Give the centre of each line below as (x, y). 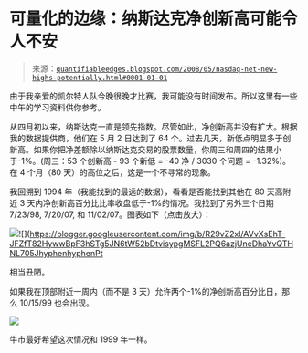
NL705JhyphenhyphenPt (56, 253)
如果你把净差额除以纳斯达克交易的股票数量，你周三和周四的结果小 (157, 149)
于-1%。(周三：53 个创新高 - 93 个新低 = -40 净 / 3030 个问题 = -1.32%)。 (150, 161)
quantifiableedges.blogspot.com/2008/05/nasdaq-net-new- (167, 69)
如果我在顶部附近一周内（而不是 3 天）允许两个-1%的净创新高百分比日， (146, 291)
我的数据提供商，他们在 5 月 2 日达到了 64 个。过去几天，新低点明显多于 (146, 138)
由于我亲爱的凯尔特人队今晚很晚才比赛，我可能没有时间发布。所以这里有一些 (154, 96)
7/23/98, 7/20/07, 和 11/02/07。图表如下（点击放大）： (111, 214)
